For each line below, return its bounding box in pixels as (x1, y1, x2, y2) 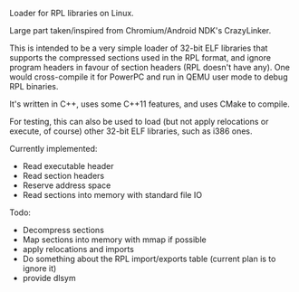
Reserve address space (22, 180, 111, 191)
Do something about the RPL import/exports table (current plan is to (22, 253, 276, 264)
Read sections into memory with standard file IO (22, 190, 202, 200)
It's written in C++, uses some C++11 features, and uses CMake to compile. (9, 99, 290, 109)
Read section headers (22, 171, 105, 181)
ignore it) (22, 263, 57, 274)
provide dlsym (22, 273, 76, 283)
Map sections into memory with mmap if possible (22, 234, 207, 245)
